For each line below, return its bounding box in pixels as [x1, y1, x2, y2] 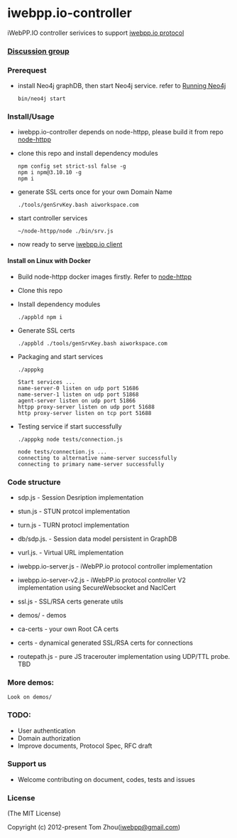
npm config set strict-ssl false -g [17, 163, 126, 170]
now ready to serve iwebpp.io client [17, 240, 123, 249]
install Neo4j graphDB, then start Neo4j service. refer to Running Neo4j [17, 82, 226, 90]
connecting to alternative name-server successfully [17, 454, 177, 461]
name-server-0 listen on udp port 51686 [17, 385, 139, 392]
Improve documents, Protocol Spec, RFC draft [17, 741, 153, 750]
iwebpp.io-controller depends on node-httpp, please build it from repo [17, 128, 224, 136]
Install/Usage [7, 112, 55, 122]
